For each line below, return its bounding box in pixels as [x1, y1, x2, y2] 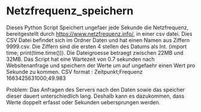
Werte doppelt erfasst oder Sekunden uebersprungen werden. [6, 98, 161, 105]
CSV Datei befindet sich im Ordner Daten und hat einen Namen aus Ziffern [6, 36, 190, 43]
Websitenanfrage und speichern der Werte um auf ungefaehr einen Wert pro [6, 61, 196, 69]
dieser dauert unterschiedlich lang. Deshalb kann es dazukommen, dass [6, 92, 185, 99]
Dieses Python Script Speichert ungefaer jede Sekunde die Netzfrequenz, [6, 24, 189, 31]
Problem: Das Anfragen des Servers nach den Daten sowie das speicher [6, 86, 185, 93]
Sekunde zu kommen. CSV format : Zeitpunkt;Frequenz [6, 68, 143, 75]
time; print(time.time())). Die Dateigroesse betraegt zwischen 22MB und [6, 49, 184, 56]
